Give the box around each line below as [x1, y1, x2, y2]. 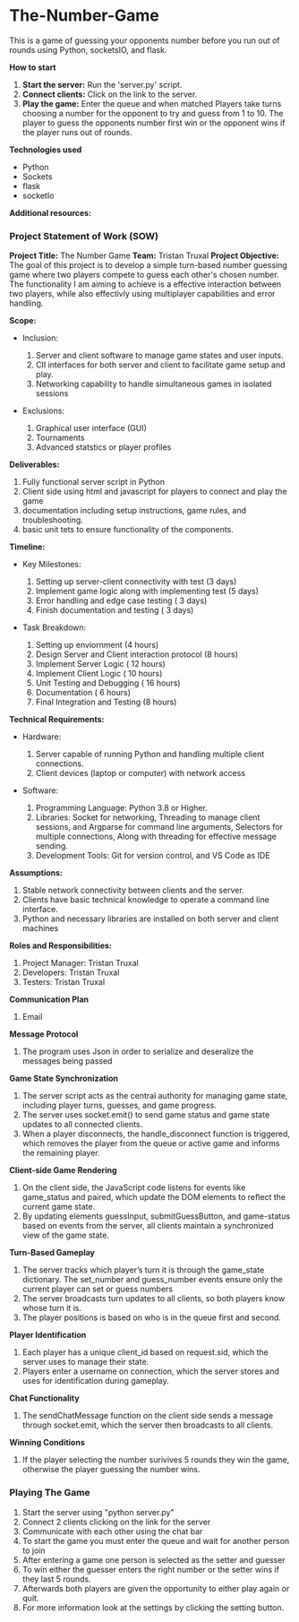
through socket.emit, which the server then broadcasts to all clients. [21, 1419, 274, 1430]
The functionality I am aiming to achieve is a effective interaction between [9, 279, 282, 289]
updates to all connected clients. [21, 1119, 143, 1130]
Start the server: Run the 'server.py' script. [21, 79, 183, 90]
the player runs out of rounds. [21, 126, 132, 137]
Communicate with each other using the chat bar [21, 1525, 203, 1537]
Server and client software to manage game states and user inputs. [35, 350, 284, 361]
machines [21, 923, 59, 934]
